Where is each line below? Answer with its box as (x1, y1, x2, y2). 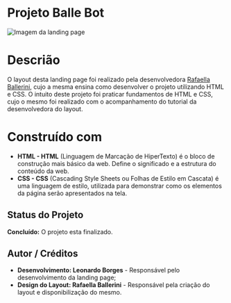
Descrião (7, 52, 60, 68)
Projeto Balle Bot (7, 5, 105, 21)
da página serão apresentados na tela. (17, 189, 128, 197)
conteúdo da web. (17, 167, 69, 175)
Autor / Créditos (7, 248, 78, 260)
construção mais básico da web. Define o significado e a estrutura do (17, 159, 216, 167)
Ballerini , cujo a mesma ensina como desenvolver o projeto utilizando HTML (7, 82, 224, 91)
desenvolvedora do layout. (7, 104, 83, 113)
